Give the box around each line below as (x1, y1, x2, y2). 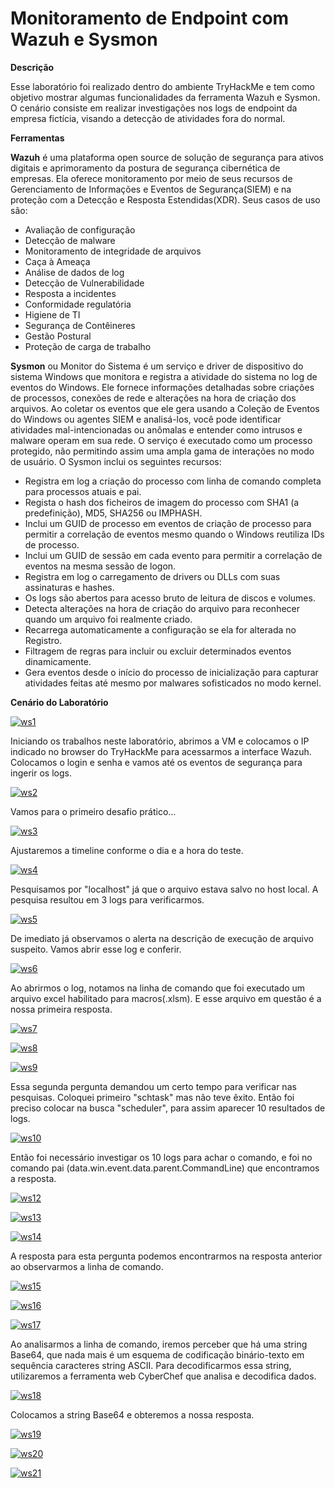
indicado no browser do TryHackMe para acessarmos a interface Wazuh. (10, 745, 312, 757)
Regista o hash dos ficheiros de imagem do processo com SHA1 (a (24, 496, 300, 508)
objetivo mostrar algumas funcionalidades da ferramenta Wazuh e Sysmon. (10, 91, 321, 103)
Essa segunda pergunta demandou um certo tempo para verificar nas (10, 1080, 297, 1092)
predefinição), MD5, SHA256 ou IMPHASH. (24, 507, 203, 519)
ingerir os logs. (10, 767, 72, 779)
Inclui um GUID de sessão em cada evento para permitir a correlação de (24, 549, 323, 561)
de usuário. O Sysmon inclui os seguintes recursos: (10, 455, 222, 467)
